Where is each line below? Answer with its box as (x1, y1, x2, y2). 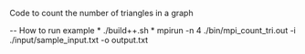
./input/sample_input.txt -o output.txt (9, 35, 149, 45)
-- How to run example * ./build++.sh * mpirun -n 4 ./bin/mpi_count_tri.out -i (9, 25, 297, 35)
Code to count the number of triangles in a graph (9, 8, 194, 18)
